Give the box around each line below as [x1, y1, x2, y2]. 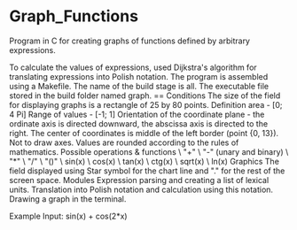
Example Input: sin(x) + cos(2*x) [9, 211, 128, 221]
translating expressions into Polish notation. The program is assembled [9, 71, 269, 81]
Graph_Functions [9, 6, 139, 27]
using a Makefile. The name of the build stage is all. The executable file [9, 80, 269, 91]
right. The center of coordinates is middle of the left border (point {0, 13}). [9, 127, 279, 138]
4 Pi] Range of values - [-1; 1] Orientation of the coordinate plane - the [9, 109, 265, 119]
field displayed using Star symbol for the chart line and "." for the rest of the [9, 165, 285, 176]
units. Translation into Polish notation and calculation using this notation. [9, 184, 273, 195]
